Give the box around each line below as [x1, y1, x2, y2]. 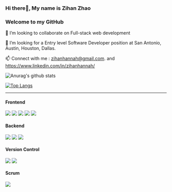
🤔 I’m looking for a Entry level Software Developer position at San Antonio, [5, 40, 161, 46]
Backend [5, 123, 25, 129]
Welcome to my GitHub [5, 18, 64, 25]
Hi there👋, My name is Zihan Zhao [5, 5, 91, 12]
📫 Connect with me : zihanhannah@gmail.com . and [5, 56, 115, 62]
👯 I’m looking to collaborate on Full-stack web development [5, 30, 131, 36]
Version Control [5, 147, 40, 153]
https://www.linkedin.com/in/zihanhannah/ [5, 63, 95, 69]
